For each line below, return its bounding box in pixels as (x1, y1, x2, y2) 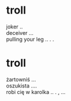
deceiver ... (6, 29, 34, 36)
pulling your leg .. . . (6, 35, 54, 43)
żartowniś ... (6, 76, 37, 83)
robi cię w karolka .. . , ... (6, 88, 66, 95)
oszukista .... (6, 82, 37, 89)
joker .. (6, 23, 23, 30)
